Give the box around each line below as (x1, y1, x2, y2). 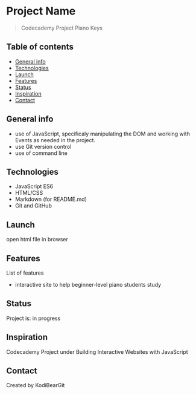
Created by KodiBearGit (6, 382, 65, 389)
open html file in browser (6, 236, 68, 243)
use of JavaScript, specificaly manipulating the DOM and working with (14, 130, 190, 137)
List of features (6, 269, 44, 276)
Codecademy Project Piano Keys (21, 24, 103, 31)
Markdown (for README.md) (14, 195, 87, 203)
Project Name (6, 4, 76, 18)
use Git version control (14, 143, 72, 150)
